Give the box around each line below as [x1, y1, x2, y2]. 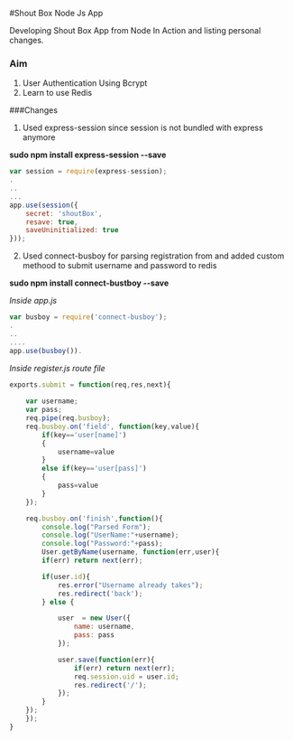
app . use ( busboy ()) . [9, 346, 83, 355]
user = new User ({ [57, 614, 131, 623]
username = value [57, 447, 115, 456]
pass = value [57, 481, 99, 491]
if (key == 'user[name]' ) [41, 430, 127, 439]
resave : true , [25, 217, 78, 227]
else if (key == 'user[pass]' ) [41, 464, 147, 473]
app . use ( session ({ [9, 201, 78, 210]
